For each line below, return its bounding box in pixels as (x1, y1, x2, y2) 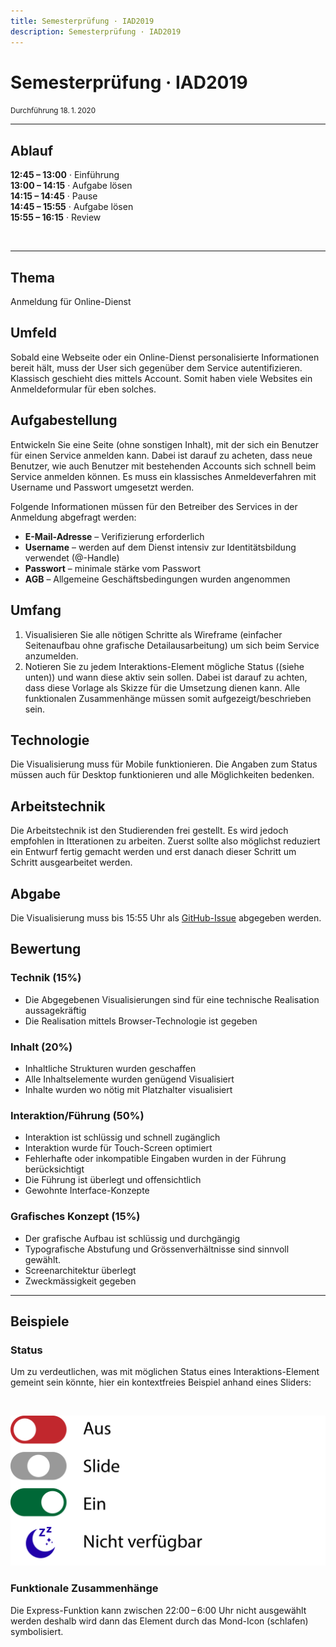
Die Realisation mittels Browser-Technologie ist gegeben (24, 1015, 258, 1027)
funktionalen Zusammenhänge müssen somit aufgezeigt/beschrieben (24, 692, 312, 704)
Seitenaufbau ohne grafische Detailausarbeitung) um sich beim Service (24, 639, 320, 651)
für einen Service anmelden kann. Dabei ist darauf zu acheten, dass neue (10, 449, 313, 461)
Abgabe (10, 885, 62, 902)
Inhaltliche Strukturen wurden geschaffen (24, 1062, 197, 1074)
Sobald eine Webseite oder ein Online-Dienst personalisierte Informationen (10, 351, 320, 363)
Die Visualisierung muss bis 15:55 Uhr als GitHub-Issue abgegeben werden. (10, 911, 322, 924)
